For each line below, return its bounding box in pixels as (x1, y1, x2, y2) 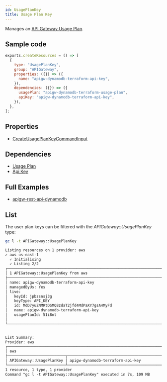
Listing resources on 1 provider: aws (5, 247, 85, 253)
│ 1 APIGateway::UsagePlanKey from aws (5, 271, 88, 276)
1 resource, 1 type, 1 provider (5, 367, 72, 372)
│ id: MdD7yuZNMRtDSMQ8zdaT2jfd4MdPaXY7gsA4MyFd (5, 303, 112, 308)
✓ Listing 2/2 (9, 262, 39, 267)
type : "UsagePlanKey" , (14, 63, 61, 68)
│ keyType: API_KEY (5, 298, 50, 303)
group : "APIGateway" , (14, 67, 59, 72)
